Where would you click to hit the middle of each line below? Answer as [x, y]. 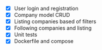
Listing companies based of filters [55, 22]
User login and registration [46, 8]
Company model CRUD [42, 15]
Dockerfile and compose [44, 41]
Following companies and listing [53, 28]
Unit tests [25, 35]
